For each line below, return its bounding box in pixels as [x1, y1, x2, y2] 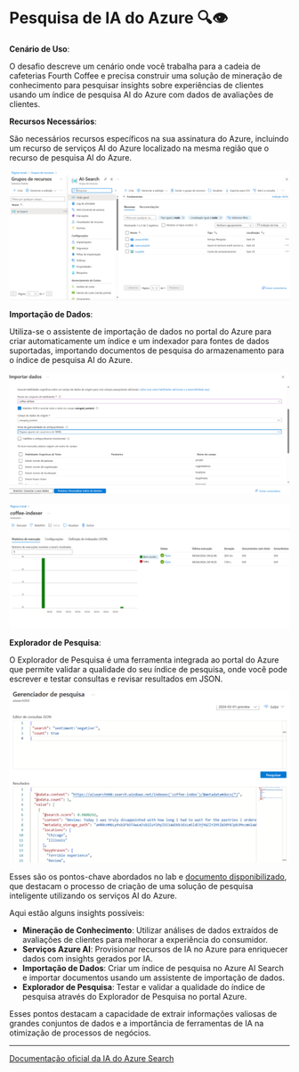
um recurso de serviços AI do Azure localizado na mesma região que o [9, 143, 270, 153]
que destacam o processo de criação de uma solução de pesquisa [9, 880, 254, 891]
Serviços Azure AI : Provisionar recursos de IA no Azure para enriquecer [21, 944, 288, 954]
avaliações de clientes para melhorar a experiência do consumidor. [21, 934, 269, 944]
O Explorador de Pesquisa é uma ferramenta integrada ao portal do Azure [9, 654, 279, 665]
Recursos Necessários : [9, 116, 98, 127]
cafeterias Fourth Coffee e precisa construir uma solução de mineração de [9, 70, 283, 81]
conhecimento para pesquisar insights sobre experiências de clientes [9, 79, 264, 90]
